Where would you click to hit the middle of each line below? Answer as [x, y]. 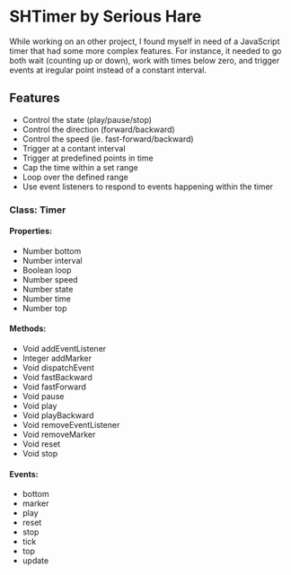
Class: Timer [38, 210]
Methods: [28, 328]
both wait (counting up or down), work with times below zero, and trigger [145, 60]
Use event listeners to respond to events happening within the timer [148, 187]
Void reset [41, 444]
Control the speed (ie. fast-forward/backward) [108, 139]
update [35, 561]
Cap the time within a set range [80, 167]
